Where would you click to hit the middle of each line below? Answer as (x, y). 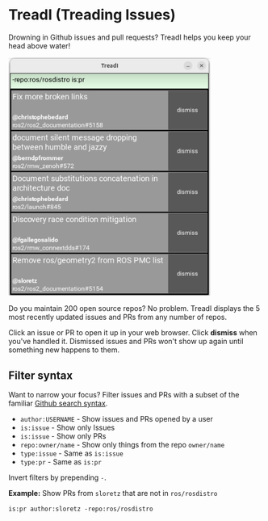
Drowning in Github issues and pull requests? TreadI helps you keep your (130, 37)
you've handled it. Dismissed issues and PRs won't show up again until (126, 342)
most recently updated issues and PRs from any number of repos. (118, 317)
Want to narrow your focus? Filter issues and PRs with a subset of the (124, 395)
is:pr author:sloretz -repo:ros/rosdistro (81, 509)
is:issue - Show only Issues (67, 428)
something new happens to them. (64, 350)
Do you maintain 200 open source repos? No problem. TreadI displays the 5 (134, 309)
